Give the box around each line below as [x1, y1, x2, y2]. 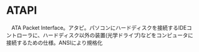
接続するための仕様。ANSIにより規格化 [6, 39, 103, 46]
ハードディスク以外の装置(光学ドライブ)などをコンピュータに [43, 31, 194, 39]
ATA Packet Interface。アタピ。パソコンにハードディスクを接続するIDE [11, 24, 187, 31]
